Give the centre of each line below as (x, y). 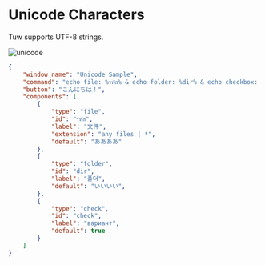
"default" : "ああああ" (86, 142)
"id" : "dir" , (72, 171)
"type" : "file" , (78, 112)
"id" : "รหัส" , (72, 119)
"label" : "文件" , (78, 126)
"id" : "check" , (76, 216)
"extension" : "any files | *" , (103, 134)
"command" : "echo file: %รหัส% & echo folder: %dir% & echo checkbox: (141, 82)
